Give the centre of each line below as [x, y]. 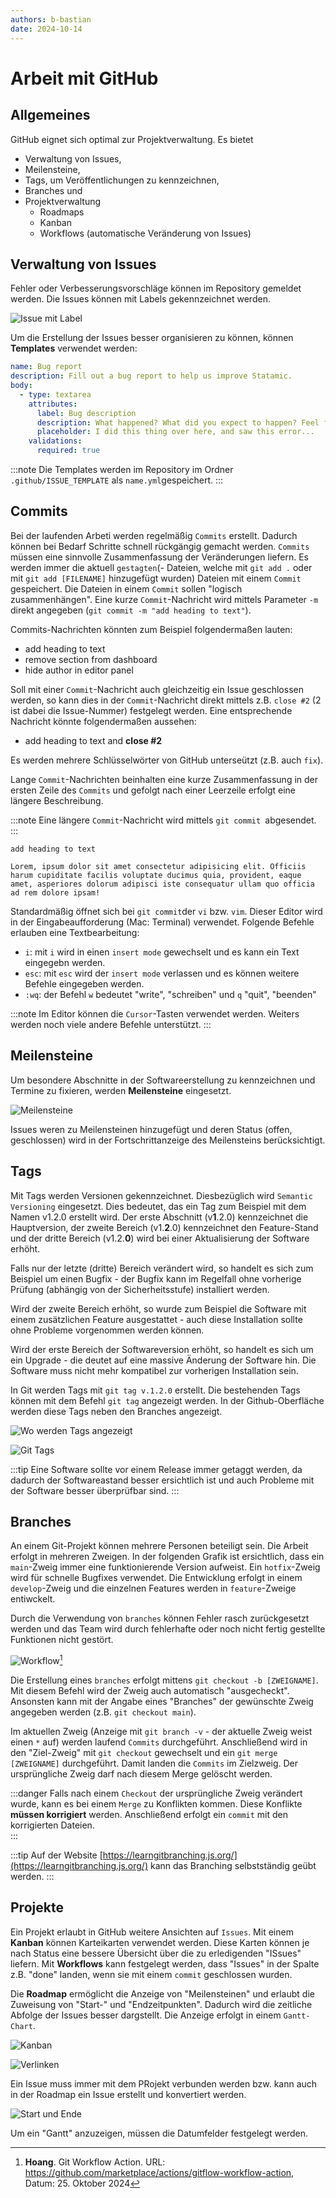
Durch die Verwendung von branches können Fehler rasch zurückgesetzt [160, 1618]
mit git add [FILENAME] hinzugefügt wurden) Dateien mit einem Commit [156, 578]
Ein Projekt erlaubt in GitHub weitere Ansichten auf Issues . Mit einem [152, 1932]
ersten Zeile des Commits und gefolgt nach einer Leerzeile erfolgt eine [153, 790]
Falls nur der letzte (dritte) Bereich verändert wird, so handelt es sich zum [162, 1268]
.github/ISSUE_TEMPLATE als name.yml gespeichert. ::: [117, 480]
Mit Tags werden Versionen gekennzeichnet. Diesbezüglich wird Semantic [161, 1195]
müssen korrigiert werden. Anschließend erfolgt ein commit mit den [149, 1814]
